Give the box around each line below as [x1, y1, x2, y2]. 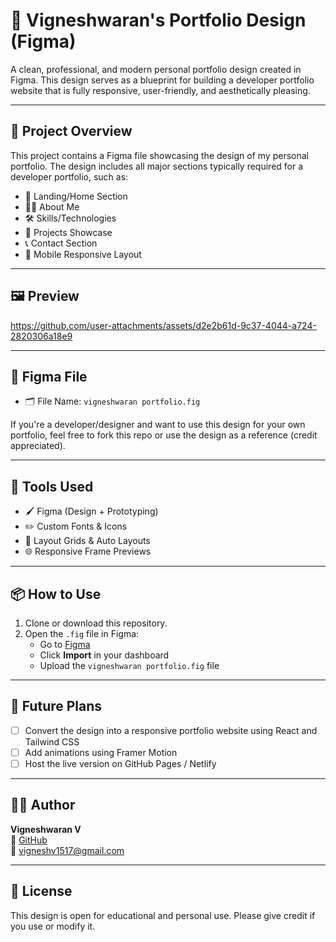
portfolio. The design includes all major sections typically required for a [10, 160, 304, 172]
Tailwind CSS [24, 735, 80, 748]
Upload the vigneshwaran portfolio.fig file [39, 660, 220, 671]
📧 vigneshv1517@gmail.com [10, 844, 125, 856]
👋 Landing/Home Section [24, 190, 128, 202]
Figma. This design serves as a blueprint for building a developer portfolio [10, 74, 315, 86]
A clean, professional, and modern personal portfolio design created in [10, 63, 302, 75]
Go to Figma [39, 639, 91, 650]
